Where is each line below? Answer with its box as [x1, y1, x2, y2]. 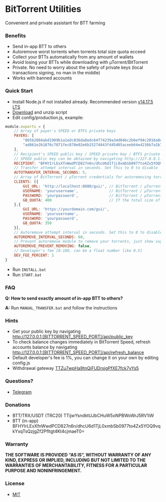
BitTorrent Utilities [5, 3, 82, 15]
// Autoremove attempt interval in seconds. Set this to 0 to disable [14, 230, 163, 235]
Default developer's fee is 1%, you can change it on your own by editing [12, 355, 159, 361]
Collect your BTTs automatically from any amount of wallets [12, 54, 134, 60]
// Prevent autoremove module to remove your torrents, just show [14, 239, 154, 244]
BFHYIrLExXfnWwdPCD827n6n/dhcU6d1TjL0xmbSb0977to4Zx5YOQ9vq [12, 423, 161, 429]
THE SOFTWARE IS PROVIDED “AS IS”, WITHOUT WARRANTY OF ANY [5, 452, 152, 458]
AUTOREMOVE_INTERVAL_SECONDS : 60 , [14, 234, 85, 240]
